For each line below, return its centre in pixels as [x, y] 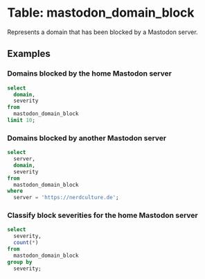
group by [20, 262]
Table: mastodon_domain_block [101, 13]
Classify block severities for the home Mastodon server [103, 215]
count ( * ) [26, 243]
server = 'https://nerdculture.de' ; [66, 198]
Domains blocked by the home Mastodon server [89, 74]
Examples [29, 54]
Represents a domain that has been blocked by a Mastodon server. [103, 32]
